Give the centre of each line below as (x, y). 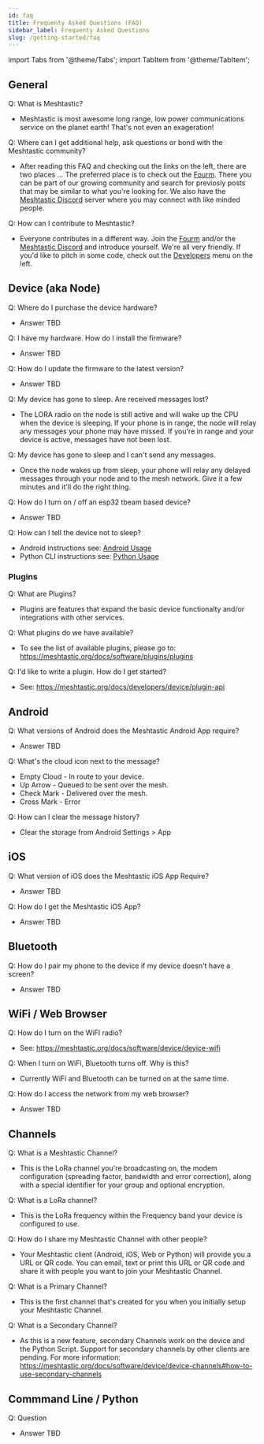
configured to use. (50, 1224)
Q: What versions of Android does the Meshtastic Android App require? (124, 731)
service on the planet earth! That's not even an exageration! (117, 128)
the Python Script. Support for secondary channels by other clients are (134, 1349)
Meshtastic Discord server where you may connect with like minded (130, 200)
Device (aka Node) (54, 288)
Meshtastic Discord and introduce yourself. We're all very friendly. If (130, 247)
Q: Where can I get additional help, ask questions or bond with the (115, 143)
